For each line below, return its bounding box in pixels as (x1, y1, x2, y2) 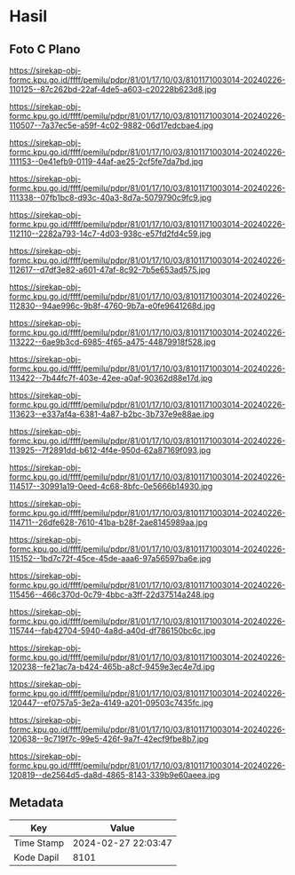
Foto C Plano (9, 42, 81, 57)
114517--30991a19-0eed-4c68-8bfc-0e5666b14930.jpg (9, 481, 213, 491)
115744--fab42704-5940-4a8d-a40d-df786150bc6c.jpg (9, 625, 216, 636)
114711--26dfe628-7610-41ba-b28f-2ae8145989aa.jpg (9, 517, 208, 528)
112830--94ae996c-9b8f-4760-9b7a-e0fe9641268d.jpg (9, 300, 216, 311)
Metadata (9, 795, 64, 810)
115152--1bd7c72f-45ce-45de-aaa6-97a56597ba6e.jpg (9, 553, 211, 563)
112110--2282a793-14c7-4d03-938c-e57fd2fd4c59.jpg (9, 228, 211, 239)
